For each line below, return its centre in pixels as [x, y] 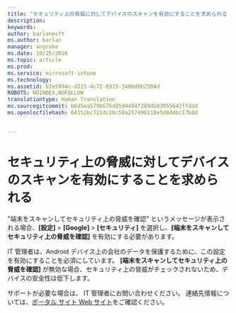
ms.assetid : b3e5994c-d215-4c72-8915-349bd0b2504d [84, 86]
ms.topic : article [34, 60]
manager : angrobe [33, 47]
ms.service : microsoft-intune [52, 73]
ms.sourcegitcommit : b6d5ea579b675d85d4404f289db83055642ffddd [103, 106]
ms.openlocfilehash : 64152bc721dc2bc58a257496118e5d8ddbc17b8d [103, 113]
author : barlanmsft [36, 34]
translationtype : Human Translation [61, 100]
